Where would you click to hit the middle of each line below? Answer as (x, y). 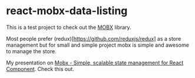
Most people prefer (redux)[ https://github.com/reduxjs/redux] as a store (94, 38)
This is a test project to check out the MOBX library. (69, 27)
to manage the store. (32, 51)
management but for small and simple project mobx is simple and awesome (98, 45)
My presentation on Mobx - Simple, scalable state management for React (95, 63)
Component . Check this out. (40, 69)
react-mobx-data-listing (67, 11)
